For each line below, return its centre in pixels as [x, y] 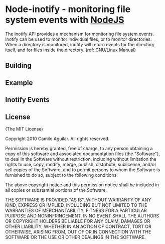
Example [19, 83]
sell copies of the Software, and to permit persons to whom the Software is [83, 170]
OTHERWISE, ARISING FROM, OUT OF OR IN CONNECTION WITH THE [78, 231]
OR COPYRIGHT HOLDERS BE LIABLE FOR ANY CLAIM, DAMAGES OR [78, 221]
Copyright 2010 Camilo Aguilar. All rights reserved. [57, 139]
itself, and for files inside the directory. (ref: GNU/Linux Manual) [71, 50]
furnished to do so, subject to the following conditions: [61, 175]
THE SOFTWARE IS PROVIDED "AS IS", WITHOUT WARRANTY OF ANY [78, 200]
